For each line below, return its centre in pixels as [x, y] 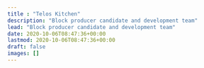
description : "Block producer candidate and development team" [103, 21]
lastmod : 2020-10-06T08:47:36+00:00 [61, 40]
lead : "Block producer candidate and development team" [91, 27]
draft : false [27, 47]
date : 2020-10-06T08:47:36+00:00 [57, 34]
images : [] [23, 54]
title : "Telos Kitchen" [44, 14]
